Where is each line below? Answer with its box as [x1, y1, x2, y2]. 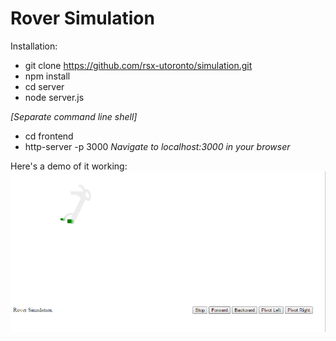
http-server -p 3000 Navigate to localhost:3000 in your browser [24, 140, 291, 152]
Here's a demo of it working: [10, 160, 128, 172]
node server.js [24, 91, 85, 103]
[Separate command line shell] [10, 110, 138, 122]
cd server [24, 80, 65, 92]
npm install [24, 70, 71, 82]
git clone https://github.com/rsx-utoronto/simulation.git [24, 59, 253, 71]
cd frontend [24, 130, 74, 142]
